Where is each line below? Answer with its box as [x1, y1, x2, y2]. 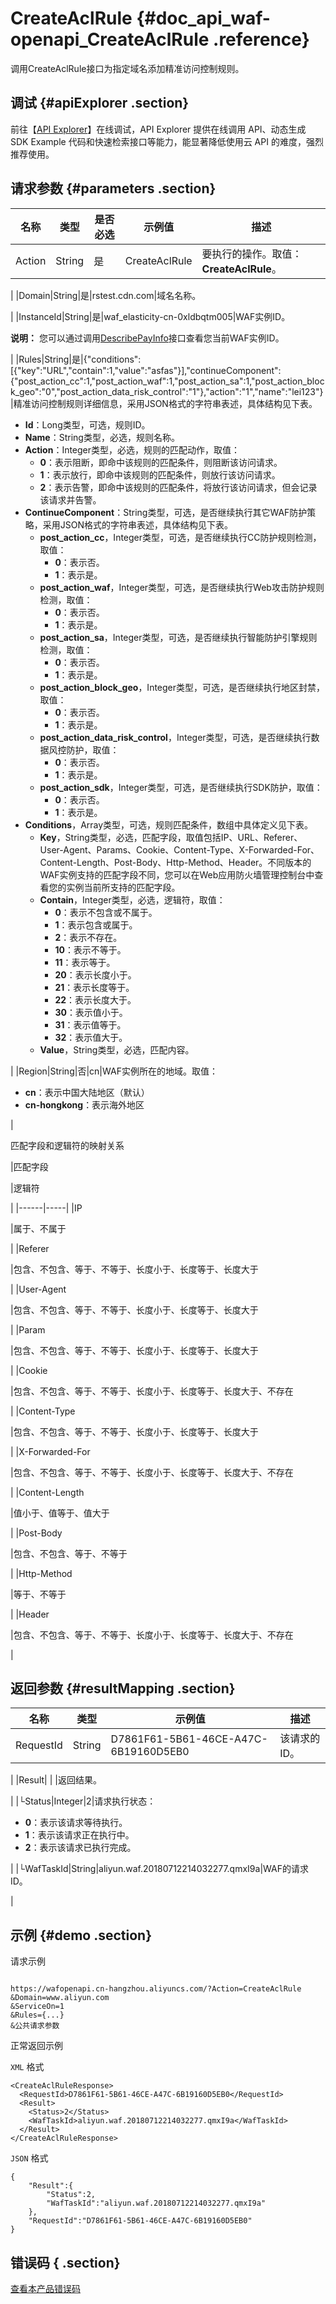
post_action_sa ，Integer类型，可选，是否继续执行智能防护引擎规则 [39, 631, 318, 643]
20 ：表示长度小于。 [54, 968, 137, 981]
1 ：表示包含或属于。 [54, 918, 138, 931]
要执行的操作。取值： [201, 247, 303, 261]
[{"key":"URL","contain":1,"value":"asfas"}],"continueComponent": [10, 364, 282, 376]
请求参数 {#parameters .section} [10, 180, 217, 197]
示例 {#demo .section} [10, 1927, 153, 1944]
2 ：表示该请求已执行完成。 [24, 1842, 137, 1854]
